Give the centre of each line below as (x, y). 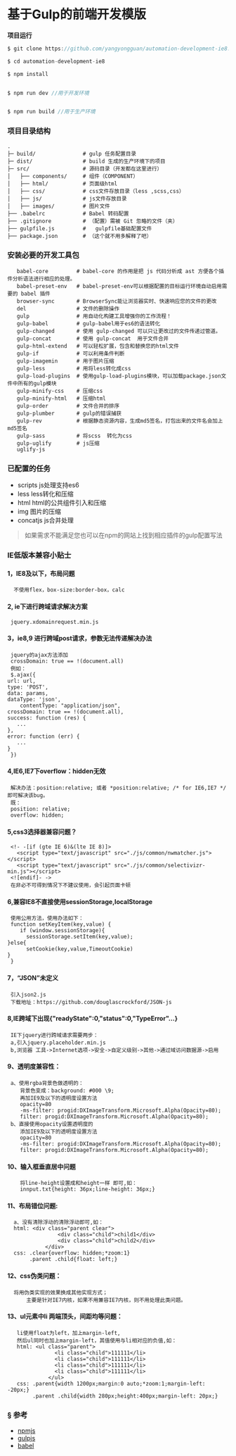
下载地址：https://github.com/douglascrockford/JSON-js (91, 1002)
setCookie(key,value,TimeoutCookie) (79, 949)
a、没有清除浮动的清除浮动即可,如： (59, 1222)
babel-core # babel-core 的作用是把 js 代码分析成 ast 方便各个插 (120, 271)
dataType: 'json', (34, 699)
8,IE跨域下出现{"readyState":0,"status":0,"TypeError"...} (92, 1019)
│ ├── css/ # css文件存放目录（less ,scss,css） (96, 191)
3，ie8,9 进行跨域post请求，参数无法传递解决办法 (80, 639)
